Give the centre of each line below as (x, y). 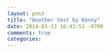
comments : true (29, 33)
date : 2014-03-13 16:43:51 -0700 (55, 26)
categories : (24, 39)
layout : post (26, 13)
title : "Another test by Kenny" (54, 20)
